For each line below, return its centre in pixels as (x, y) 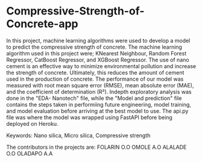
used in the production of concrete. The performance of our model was (95, 79)
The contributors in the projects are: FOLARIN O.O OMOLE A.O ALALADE (96, 147)
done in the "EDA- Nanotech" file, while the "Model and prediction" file (94, 98)
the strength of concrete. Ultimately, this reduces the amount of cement (95, 72)
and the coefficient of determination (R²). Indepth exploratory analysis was (99, 92)
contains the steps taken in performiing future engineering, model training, (99, 104)
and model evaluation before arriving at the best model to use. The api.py (97, 111)
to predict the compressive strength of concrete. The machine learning (94, 47)
